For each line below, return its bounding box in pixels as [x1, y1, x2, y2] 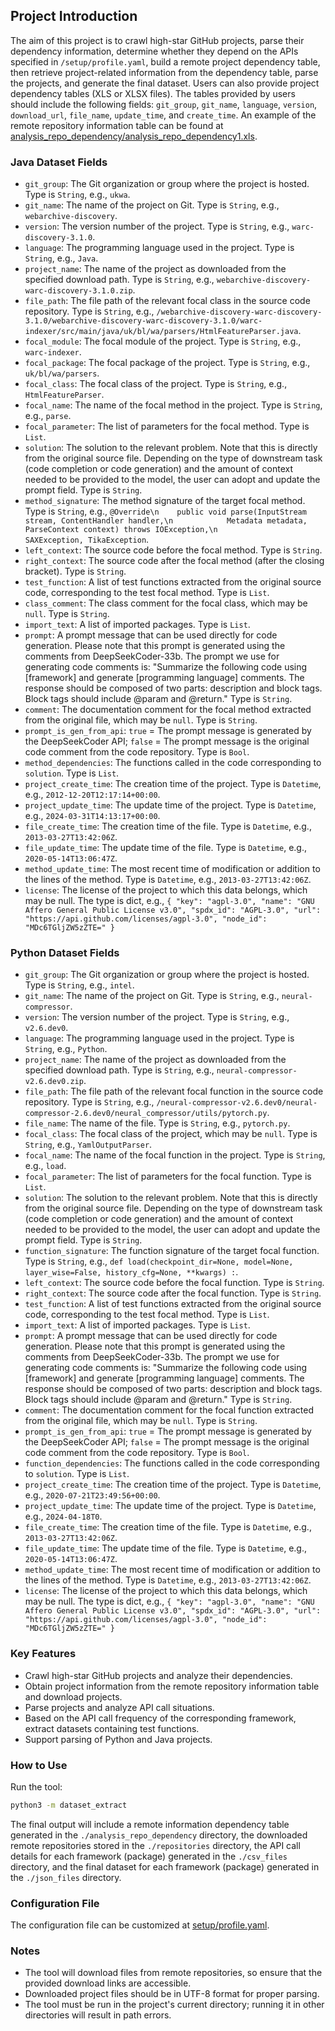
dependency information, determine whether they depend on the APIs [10, 45, 299, 57]
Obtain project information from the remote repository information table [24, 1680, 320, 1692]
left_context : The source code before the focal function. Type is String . [24, 1277, 325, 1289]
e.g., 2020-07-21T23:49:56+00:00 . [24, 1489, 161, 1501]
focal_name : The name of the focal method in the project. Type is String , [24, 399, 323, 411]
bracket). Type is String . [24, 565, 127, 578]
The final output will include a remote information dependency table [10, 1818, 290, 1830]
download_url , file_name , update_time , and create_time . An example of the [10, 109, 317, 121]
